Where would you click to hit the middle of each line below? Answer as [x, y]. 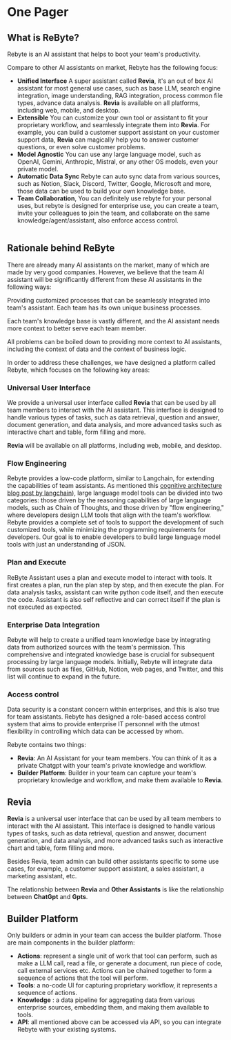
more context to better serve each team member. [77, 328]
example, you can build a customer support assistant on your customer [118, 132]
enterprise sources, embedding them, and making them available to [113, 1007]
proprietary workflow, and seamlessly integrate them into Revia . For [113, 125]
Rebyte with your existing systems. [67, 1029]
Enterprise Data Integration [53, 625]
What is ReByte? [43, 38]
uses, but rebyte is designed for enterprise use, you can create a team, [118, 206]
